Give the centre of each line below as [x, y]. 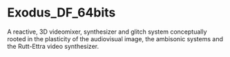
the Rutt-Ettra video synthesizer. [53, 46]
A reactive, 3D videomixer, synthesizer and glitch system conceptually [107, 32]
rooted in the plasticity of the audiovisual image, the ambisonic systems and [115, 38]
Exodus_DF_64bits [61, 13]
